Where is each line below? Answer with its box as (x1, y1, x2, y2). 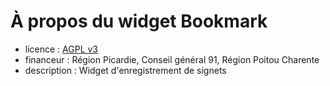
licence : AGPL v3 (24, 43, 99, 55)
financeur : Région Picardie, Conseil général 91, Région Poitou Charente (24, 53, 320, 65)
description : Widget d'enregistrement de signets (24, 64, 227, 76)
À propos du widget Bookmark (10, 10, 268, 33)
